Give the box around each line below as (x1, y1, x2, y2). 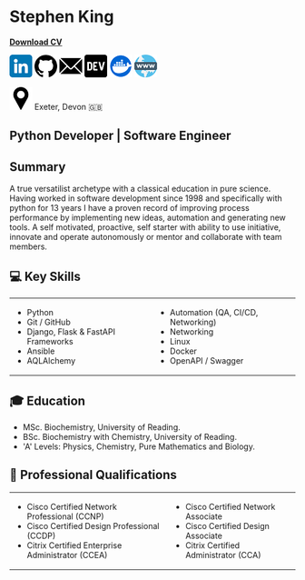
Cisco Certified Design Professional (26, 520, 160, 531)
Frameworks (26, 335, 74, 346)
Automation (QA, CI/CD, (169, 306, 259, 317)
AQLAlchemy (26, 355, 76, 365)
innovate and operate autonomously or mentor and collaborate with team (9, 232, 283, 243)
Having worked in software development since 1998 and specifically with (9, 193, 283, 204)
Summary (9, 159, 66, 175)
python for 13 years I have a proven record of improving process (9, 203, 250, 214)
